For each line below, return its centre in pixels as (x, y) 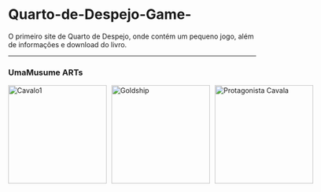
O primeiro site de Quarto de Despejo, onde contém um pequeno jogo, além (131, 36)
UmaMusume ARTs (46, 72)
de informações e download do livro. (68, 44)
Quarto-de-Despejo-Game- (100, 15)
